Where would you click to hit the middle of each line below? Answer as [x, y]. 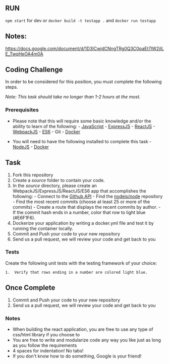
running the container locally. [43, 228]
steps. [12, 87]
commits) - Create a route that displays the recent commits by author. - [87, 207]
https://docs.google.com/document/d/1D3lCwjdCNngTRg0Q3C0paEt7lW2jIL [84, 48]
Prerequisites [22, 110]
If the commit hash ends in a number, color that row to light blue [79, 212]
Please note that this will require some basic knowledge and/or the [82, 121]
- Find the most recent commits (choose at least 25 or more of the [81, 202]
